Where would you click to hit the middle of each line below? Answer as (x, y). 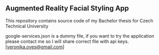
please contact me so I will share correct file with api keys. (67, 41)
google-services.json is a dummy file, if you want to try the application (80, 36)
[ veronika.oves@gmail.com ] (35, 47)
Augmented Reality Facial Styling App (67, 8)
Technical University (27, 26)
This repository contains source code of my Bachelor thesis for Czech (79, 20)
